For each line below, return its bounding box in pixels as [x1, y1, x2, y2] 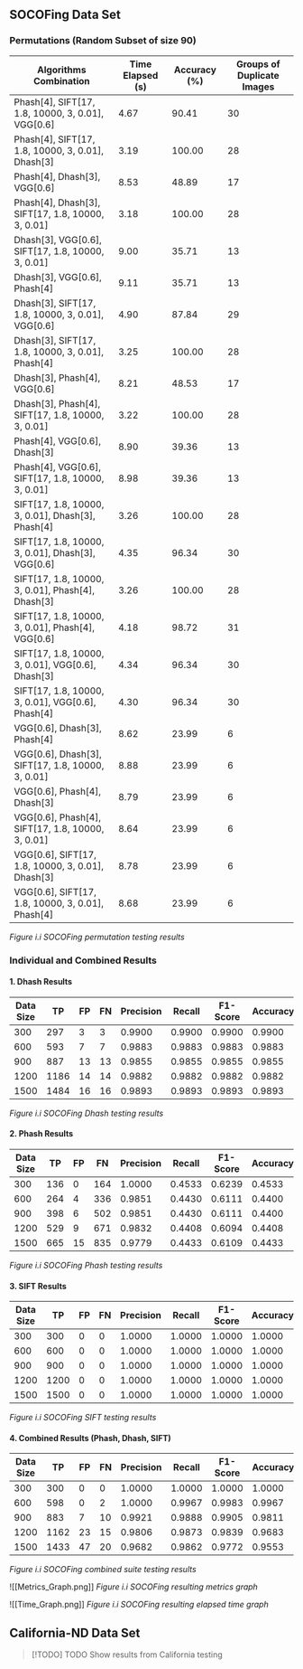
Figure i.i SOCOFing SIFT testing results [9, 1412, 157, 1423]
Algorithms [37, 63, 87, 76]
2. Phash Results [9, 1128, 74, 1139]
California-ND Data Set [9, 1625, 141, 1640]
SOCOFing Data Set [9, 7, 122, 23]
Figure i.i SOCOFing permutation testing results [9, 931, 185, 942]
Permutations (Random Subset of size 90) [9, 34, 197, 47]
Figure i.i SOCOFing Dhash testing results [9, 1108, 164, 1118]
